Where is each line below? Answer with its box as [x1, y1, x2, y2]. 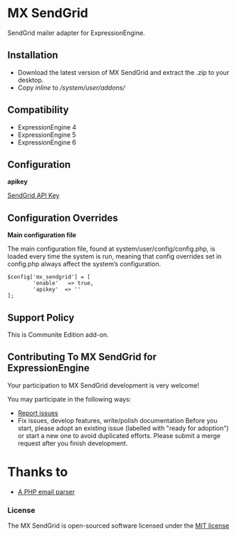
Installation [7, 49, 58, 61]
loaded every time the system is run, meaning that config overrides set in [7, 252, 222, 261]
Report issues [17, 408, 58, 417]
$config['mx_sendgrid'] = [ [7, 273, 91, 281]
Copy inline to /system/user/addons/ [17, 83, 126, 92]
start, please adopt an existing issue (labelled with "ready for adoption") [17, 424, 229, 432]
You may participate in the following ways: [7, 395, 132, 403]
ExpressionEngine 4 [17, 122, 77, 131]
